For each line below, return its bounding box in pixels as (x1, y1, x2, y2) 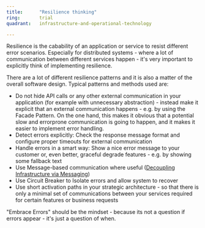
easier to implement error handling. (15, 125, 104, 132)
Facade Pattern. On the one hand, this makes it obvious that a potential (15, 112, 195, 120)
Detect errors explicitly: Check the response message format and (15, 131, 181, 139)
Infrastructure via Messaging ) (15, 170, 91, 178)
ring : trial (6, 15, 53, 21)
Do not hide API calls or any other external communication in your (15, 93, 182, 100)
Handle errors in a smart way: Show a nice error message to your (15, 145, 180, 152)
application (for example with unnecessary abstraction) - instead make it (15, 99, 199, 106)
